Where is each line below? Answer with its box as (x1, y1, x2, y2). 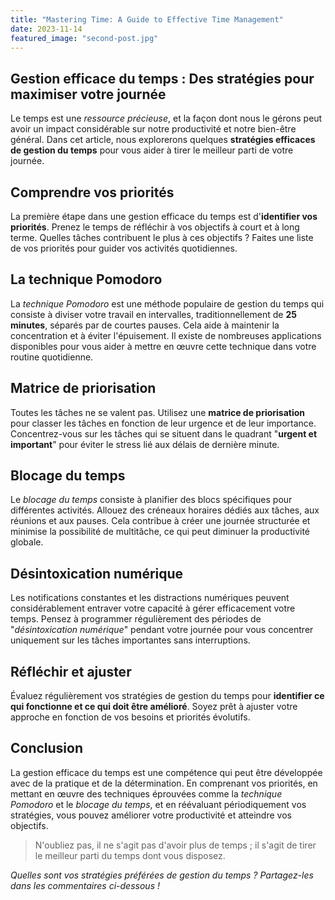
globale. (10, 536, 44, 548)
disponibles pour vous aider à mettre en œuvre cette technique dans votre (10, 340, 317, 352)
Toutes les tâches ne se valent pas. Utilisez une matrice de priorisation (10, 406, 306, 418)
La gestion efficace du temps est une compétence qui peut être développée (10, 766, 323, 778)
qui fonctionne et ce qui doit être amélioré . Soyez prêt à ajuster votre (10, 701, 298, 713)
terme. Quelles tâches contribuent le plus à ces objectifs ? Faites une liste (10, 232, 314, 243)
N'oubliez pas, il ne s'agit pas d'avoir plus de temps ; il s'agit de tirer (34, 839, 317, 851)
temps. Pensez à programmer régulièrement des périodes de (10, 613, 262, 625)
